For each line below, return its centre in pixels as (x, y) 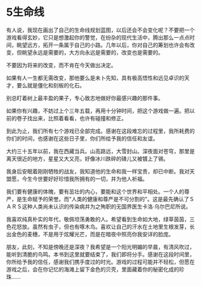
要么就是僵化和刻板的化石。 (51, 85)
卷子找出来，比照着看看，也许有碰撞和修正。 (71, 118)
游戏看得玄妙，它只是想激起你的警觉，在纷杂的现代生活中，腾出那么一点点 (98, 37)
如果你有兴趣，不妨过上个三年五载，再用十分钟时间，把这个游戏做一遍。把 (98, 111)
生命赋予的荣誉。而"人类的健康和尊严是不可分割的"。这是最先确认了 (106, 199)
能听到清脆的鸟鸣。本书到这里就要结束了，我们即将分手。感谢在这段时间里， (100, 254)
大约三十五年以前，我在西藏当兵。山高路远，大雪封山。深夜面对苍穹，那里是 (100, 151)
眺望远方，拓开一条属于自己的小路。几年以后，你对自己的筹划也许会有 (103, 45)
